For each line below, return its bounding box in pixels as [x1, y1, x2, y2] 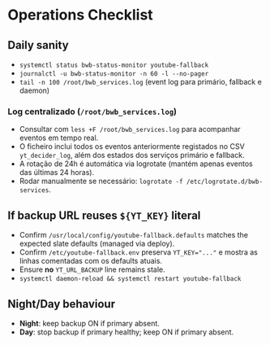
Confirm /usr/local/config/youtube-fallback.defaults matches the [19, 230, 249, 240]
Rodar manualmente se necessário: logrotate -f [19, 177, 183, 186]
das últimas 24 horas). [19, 168, 95, 177]
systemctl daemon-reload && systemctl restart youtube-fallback [19, 275, 242, 283]
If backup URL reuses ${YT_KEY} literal [7, 208, 201, 222]
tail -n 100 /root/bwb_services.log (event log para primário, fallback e [19, 77, 263, 86]
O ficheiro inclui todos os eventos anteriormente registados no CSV [19, 142, 245, 151]
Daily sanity [7, 38, 70, 52]
